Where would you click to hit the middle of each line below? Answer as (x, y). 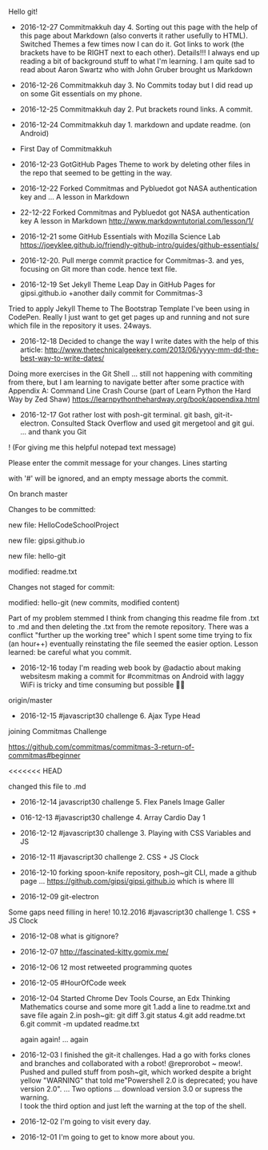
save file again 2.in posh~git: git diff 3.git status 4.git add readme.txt (132, 1015)
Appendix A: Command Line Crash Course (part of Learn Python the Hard (130, 391)
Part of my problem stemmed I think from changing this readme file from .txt (134, 618)
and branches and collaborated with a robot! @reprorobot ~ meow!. (131, 1063)
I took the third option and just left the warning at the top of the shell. (133, 1106)
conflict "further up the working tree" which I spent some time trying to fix (130, 635)
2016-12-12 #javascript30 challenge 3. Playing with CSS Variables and (135, 833)
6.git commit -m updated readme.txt (80, 1024)
